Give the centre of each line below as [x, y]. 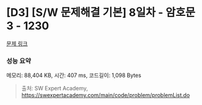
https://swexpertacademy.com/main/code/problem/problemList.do [106, 95]
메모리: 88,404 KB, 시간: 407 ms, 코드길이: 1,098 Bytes [74, 75]
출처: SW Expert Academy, [54, 89]
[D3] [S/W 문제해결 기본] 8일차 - [85, 13]
